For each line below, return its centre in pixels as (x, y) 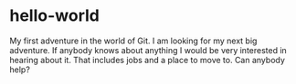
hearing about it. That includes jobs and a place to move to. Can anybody (148, 60)
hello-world (55, 16)
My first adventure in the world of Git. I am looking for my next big (133, 41)
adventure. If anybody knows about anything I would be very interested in (148, 50)
